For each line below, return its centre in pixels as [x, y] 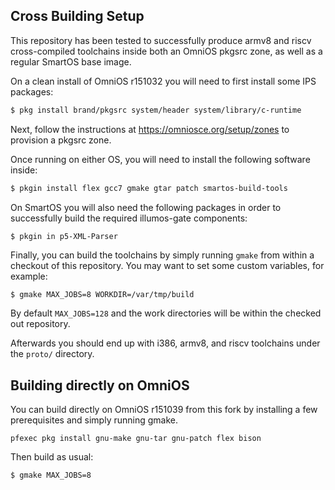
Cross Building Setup [77, 16]
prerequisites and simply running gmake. [94, 420]
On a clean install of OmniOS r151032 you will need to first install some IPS [163, 81]
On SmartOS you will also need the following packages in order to [146, 207]
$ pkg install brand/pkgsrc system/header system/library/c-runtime [156, 110]
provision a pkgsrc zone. [61, 140]
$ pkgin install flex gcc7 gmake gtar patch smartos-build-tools [149, 188]
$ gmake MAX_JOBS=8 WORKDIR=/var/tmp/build [102, 295]
